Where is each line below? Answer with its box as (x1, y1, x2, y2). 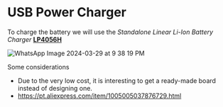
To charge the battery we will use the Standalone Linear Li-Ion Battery (7, 28, 214, 36)
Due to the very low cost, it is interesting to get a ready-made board (17, 76, 217, 85)
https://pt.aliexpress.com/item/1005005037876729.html (17, 91, 182, 100)
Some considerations (7, 62, 70, 71)
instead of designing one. (17, 84, 92, 92)
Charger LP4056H (7, 35, 62, 43)
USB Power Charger (7, 4, 126, 21)
